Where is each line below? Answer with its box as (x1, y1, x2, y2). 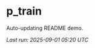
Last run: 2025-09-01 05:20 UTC (6, 36, 89, 43)
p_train (6, 4, 42, 18)
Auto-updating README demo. (6, 24, 84, 32)
